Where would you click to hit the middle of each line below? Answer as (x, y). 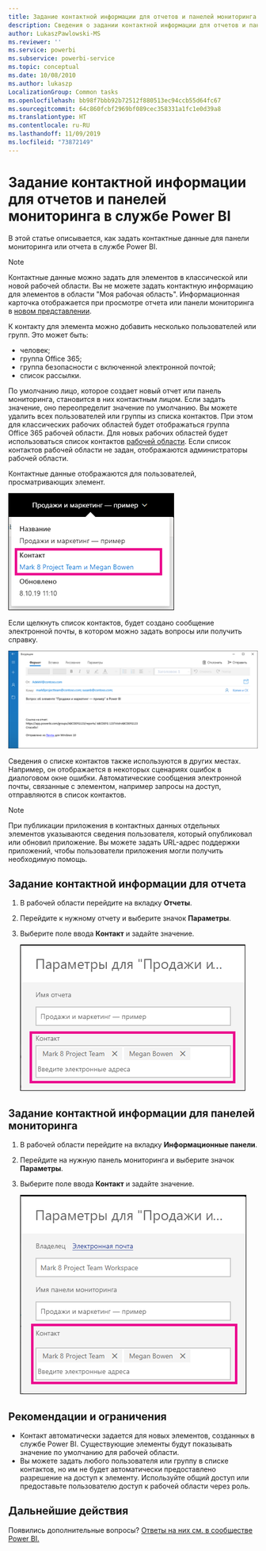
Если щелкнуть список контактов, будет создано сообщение (111, 622)
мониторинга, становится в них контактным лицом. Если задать (117, 399)
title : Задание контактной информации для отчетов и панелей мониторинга (133, 17)
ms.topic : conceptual (44, 67)
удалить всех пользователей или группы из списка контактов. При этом (131, 416)
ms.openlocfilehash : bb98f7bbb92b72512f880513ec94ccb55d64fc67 (115, 100)
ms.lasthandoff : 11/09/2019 (55, 134)
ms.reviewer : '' (35, 42)
